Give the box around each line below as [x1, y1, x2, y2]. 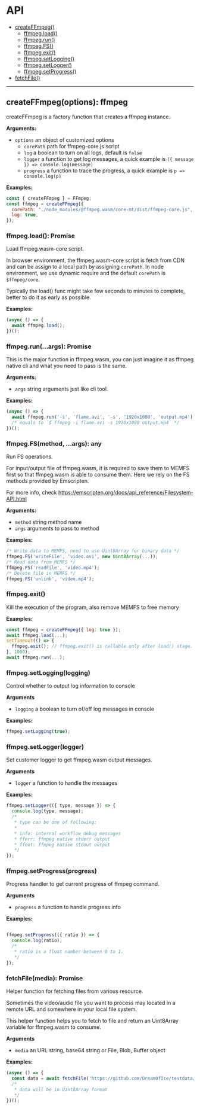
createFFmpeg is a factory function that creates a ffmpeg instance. [6, 113, 171, 120]
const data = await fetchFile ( [11, 1075, 89, 1081]
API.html [6, 495, 27, 502]
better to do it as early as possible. [6, 294, 91, 301]
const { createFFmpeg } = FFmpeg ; [6, 195, 92, 201]
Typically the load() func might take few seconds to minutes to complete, [6, 288, 186, 295]
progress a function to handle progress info [14, 904, 121, 911]
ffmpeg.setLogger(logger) [6, 743, 85, 751]
